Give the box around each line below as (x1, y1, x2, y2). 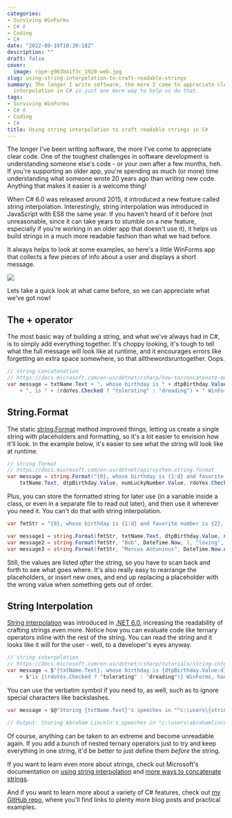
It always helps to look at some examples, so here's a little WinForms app (7, 245, 215, 254)
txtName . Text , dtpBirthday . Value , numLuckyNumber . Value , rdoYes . (19, 479, 212, 487)
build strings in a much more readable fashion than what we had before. (7, 232, 212, 240)
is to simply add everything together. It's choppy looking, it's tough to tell (7, 340, 215, 348)
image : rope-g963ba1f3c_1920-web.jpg (13, 68, 122, 75)
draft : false (7, 55, 45, 62)
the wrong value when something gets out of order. (7, 580, 153, 589)
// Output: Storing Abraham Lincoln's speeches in (7, 719, 156, 726)
